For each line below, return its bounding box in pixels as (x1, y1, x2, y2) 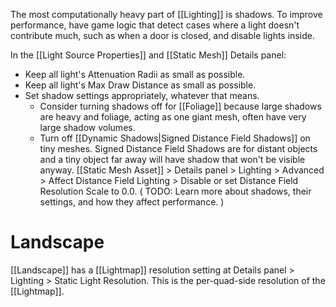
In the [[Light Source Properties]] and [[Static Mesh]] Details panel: (10, 49, 287, 61)
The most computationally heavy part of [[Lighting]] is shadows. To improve (10, 9, 323, 20)
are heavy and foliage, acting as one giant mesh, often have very (39, 111, 307, 123)
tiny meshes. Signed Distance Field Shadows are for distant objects (39, 143, 318, 154)
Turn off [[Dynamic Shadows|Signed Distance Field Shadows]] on (39, 132, 311, 144)
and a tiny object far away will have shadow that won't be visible (39, 154, 306, 165)
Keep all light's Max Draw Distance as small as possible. (24, 79, 257, 91)
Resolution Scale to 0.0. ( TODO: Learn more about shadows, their (39, 185, 312, 197)
